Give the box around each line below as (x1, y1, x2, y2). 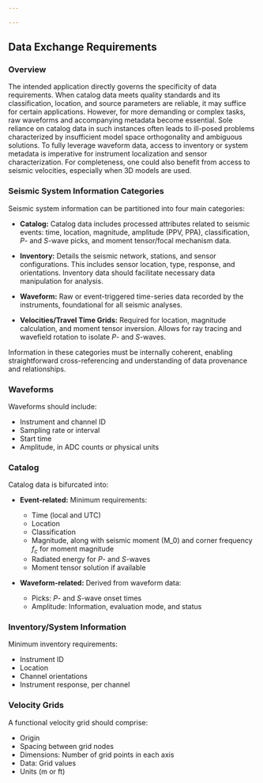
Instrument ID (19, 655, 65, 664)
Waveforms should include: (8, 402, 97, 412)
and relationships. (8, 364, 66, 374)
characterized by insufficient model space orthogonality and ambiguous (8, 132, 242, 142)
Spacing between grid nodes (19, 741, 115, 751)
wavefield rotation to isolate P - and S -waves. (19, 332, 167, 341)
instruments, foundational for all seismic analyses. (19, 299, 183, 309)
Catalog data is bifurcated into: (8, 480, 109, 490)
